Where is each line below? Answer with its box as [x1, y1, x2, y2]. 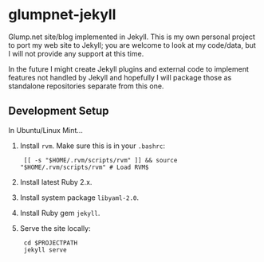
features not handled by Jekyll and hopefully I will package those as [8, 72, 232, 82]
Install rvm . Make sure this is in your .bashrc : [19, 141, 166, 151]
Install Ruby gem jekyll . [19, 208, 100, 217]
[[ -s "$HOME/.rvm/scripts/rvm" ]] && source [23, 156, 178, 164]
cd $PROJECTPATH [23, 239, 78, 247]
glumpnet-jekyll [8, 6, 116, 24]
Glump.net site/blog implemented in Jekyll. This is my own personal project [8, 32, 255, 41]
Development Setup [8, 104, 109, 118]
